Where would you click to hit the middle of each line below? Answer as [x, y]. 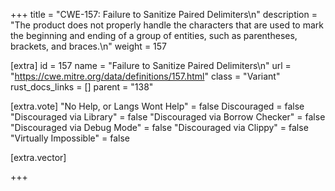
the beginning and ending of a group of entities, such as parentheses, [154, 35]
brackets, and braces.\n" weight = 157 [89, 46]
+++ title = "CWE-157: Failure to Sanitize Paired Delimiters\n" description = [164, 14]
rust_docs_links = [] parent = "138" [82, 87]
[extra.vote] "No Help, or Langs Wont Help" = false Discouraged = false [157, 106]
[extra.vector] [38, 157]
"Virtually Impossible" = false [70, 138]
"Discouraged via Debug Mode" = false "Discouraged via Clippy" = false [159, 127]
